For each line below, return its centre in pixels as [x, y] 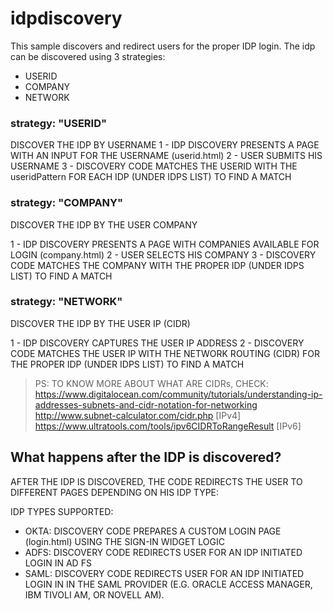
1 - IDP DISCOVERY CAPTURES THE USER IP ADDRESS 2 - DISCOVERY [157, 343]
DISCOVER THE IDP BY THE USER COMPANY [104, 224]
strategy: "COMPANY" [67, 203]
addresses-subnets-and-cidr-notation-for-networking [146, 404]
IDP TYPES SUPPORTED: [62, 511]
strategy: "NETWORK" [66, 302]
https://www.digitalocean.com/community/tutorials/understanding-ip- [178, 394]
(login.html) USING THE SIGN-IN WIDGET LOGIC [124, 541]
